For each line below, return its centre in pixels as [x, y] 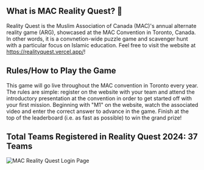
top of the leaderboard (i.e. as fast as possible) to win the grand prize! [94, 117]
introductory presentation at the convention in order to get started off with [99, 98]
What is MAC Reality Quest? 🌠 [65, 11]
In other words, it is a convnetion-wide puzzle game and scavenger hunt [97, 39]
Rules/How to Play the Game [62, 71]
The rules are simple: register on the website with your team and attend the [100, 92]
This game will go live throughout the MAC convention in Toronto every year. [102, 85]
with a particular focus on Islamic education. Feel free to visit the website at [101, 45]
